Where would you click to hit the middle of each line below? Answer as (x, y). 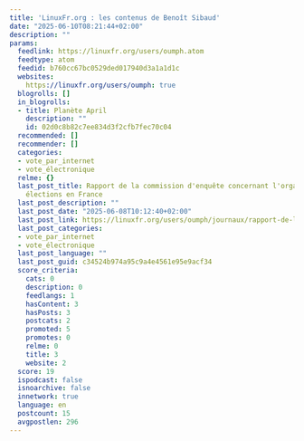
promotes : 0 (48, 338)
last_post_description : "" (68, 203)
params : (24, 43)
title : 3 (42, 354)
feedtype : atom (46, 60)
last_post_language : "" (62, 254)
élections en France (64, 195)
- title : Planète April (62, 110)
